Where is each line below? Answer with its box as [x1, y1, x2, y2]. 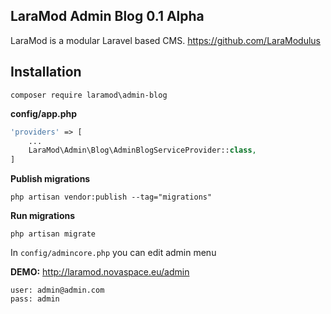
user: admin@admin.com [10, 285, 105, 296]
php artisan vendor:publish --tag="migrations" [10, 192, 213, 203]
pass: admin [10, 294, 60, 304]
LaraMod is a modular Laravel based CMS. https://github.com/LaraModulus [10, 34, 322, 46]
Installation [10, 64, 82, 81]
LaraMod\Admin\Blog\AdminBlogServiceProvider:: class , [28, 145, 257, 156]
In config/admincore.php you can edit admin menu [10, 247, 217, 259]
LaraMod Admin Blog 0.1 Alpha [10, 8, 205, 25]
